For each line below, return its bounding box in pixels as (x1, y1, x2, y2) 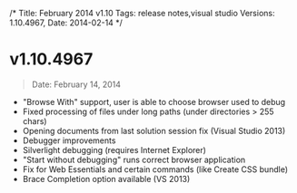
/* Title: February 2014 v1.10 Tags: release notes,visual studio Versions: (9, 8, 275, 18)
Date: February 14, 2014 (31, 79, 121, 90)
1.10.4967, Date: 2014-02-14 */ (9, 17, 123, 28)
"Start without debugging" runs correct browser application (22, 154, 246, 165)
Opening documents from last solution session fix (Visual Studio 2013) (22, 125, 286, 136)
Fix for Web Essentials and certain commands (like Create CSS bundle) (22, 163, 289, 175)
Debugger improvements (22, 135, 116, 146)
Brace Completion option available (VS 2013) (22, 173, 191, 184)
